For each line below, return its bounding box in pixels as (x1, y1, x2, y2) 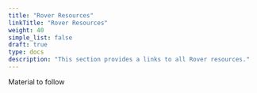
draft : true (8, 41, 48, 49)
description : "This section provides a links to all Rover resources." (8, 56, 250, 64)
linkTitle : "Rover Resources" (8, 19, 109, 27)
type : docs (8, 48, 44, 56)
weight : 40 (8, 26, 44, 34)
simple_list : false (8, 33, 73, 42)
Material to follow (8, 76, 65, 87)
